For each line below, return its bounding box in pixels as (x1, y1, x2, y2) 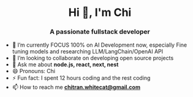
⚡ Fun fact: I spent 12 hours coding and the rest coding (12, 74, 151, 82)
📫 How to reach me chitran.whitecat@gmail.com (12, 83, 141, 91)
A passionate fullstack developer (50, 28, 150, 36)
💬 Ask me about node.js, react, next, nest (12, 61, 119, 68)
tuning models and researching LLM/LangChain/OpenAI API (12, 48, 164, 55)
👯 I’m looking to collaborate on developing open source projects (12, 55, 174, 62)
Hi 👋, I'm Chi (68, 6, 132, 20)
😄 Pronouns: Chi (12, 68, 56, 75)
